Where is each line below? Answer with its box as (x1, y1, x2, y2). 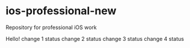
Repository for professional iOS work (5, 24, 97, 31)
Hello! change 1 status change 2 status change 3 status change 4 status (5, 35, 185, 42)
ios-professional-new (5, 4, 117, 18)
